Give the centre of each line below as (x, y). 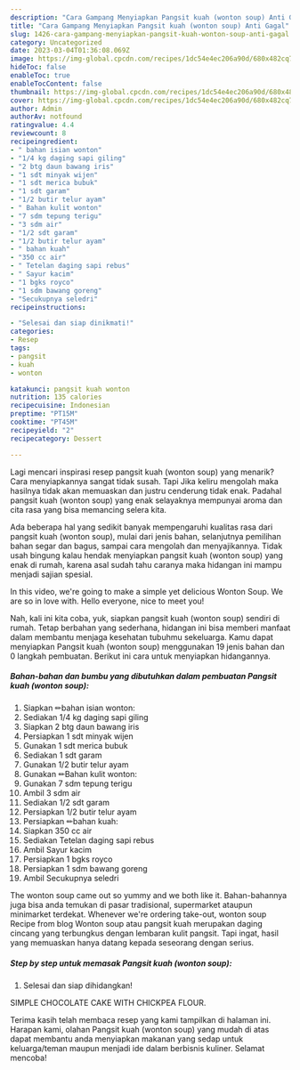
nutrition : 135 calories (56, 397)
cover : (22, 100)
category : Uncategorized (56, 42)
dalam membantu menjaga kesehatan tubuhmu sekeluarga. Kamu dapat (142, 636)
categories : (32, 332)
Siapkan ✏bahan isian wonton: (79, 708)
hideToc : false (38, 68)
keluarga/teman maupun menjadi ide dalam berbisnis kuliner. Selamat (138, 1049)
